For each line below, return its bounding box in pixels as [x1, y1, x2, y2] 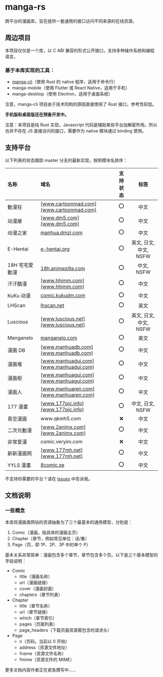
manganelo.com [40, 334, 78, 341]
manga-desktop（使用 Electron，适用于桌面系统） [12, 91, 113, 97]
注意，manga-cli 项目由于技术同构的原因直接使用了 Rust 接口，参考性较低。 [5, 101, 157, 107]
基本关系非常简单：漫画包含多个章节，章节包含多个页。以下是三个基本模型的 [5, 552, 158, 558]
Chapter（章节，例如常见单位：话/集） [12, 535, 90, 541]
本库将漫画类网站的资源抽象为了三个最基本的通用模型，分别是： [5, 519, 132, 525]
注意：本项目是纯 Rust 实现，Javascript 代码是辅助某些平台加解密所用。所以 [5, 122, 158, 128]
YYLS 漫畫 [7, 462, 32, 469]
